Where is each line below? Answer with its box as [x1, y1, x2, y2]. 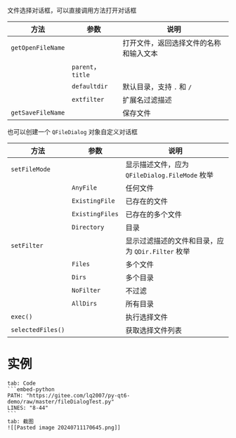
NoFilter [71, 286, 101, 294]
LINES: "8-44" [7, 404, 49, 411]
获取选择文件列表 [125, 326, 183, 335]
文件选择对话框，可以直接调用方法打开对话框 [7, 6, 137, 14]
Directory [71, 223, 105, 231]
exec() [11, 313, 33, 321]
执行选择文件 [125, 312, 169, 321]
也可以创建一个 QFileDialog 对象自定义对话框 [7, 128, 138, 135]
